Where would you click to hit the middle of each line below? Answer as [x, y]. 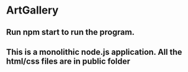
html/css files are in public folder [68, 61]
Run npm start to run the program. [71, 32]
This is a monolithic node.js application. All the [94, 52]
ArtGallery [32, 10]
